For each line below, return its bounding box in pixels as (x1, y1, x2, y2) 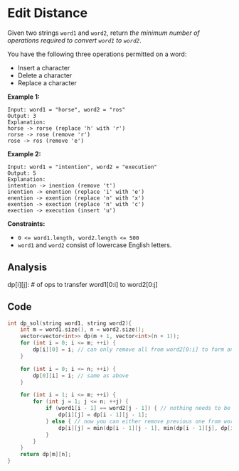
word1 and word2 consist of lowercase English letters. (17, 240, 172, 249)
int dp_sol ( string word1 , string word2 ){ (7, 320, 132, 327)
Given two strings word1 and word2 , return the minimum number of (7, 28, 201, 37)
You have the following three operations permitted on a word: (7, 50, 187, 58)
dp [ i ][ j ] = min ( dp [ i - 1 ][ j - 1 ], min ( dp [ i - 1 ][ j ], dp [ (58, 424, 231, 431)
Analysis (7, 261, 48, 274)
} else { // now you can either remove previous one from (45, 418, 221, 425)
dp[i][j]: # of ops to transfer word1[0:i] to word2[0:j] (7, 280, 158, 288)
